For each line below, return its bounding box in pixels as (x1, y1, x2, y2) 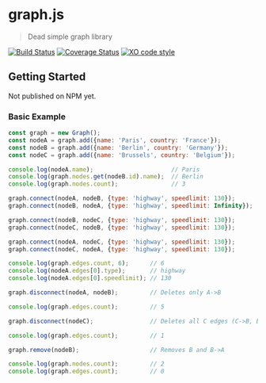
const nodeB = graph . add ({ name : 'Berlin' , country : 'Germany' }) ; (8, 144, 229, 151)
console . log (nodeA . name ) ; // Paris (8, 165, 200, 174)
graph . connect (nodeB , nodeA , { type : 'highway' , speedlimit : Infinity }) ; (8, 202, 253, 210)
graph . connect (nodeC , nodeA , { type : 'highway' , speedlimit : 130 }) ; (8, 245, 236, 253)
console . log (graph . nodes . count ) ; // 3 (8, 180, 186, 188)
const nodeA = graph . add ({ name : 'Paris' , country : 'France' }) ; (8, 136, 222, 144)
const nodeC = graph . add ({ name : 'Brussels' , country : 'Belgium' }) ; (8, 151, 236, 159)
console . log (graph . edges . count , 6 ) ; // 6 (8, 259, 165, 267)
